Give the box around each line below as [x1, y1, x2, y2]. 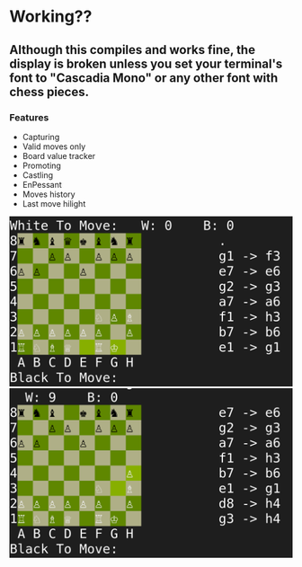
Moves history [22, 189, 75, 199]
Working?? [9, 6, 93, 27]
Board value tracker [22, 150, 96, 161]
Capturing [22, 131, 60, 142]
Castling [22, 169, 54, 181]
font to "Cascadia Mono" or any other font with [9, 70, 279, 85]
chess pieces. [9, 84, 90, 100]
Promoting [22, 160, 61, 171]
